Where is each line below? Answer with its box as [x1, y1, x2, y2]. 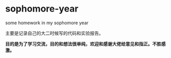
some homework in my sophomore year [5, 20, 89, 26]
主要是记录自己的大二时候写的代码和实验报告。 [5, 30, 103, 36]
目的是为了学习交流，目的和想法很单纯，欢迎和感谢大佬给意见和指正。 [5, 41, 153, 47]
